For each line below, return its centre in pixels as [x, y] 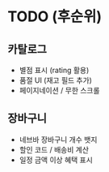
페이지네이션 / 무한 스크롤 [59, 90]
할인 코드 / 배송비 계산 [54, 149]
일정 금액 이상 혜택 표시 [56, 160]
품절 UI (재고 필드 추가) [55, 80]
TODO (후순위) [55, 17]
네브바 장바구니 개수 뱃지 [58, 140]
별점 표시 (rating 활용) [54, 70]
